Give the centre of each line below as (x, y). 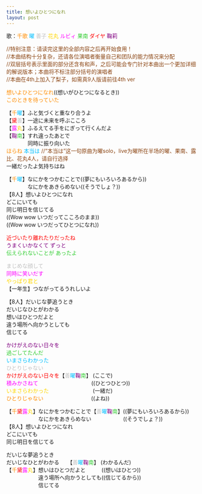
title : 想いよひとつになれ (36, 12)
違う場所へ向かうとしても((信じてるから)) (89, 477)
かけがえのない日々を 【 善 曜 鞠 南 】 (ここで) (60, 375)
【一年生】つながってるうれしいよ (49, 288)
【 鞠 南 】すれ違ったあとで (38, 135)
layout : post (23, 18)
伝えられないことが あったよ (42, 253)
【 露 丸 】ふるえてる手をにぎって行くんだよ (59, 128)
